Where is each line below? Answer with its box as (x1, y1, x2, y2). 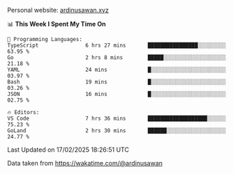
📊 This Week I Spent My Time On (7, 20, 106, 28)
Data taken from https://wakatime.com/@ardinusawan (7, 159, 163, 167)
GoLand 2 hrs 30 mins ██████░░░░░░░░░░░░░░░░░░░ (7, 127, 227, 134)
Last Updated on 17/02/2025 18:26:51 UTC (7, 145, 129, 154)
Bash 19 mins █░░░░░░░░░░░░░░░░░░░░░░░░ (7, 79, 227, 86)
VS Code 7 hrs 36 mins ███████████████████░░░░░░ (7, 115, 227, 122)
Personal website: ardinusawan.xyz (7, 6, 110, 14)
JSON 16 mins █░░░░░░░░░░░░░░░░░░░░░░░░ (7, 90, 227, 97)
